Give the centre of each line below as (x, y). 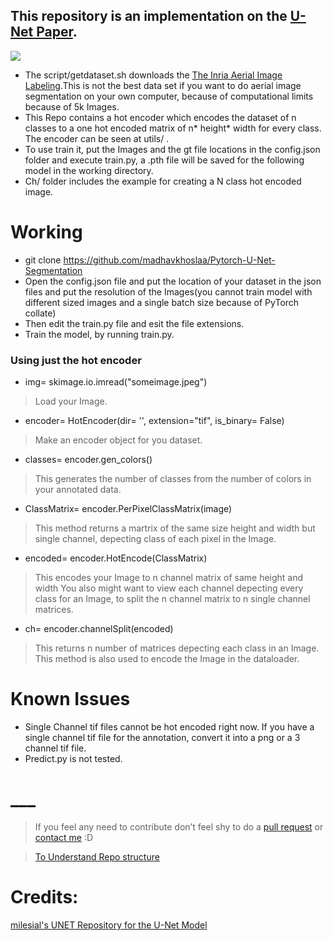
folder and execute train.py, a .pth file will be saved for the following (164, 160)
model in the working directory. (89, 170)
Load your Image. (71, 401)
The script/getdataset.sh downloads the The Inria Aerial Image (153, 75)
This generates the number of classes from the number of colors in (173, 479)
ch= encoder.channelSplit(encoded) (99, 629)
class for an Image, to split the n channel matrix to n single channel (172, 599)
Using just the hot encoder (76, 360)
